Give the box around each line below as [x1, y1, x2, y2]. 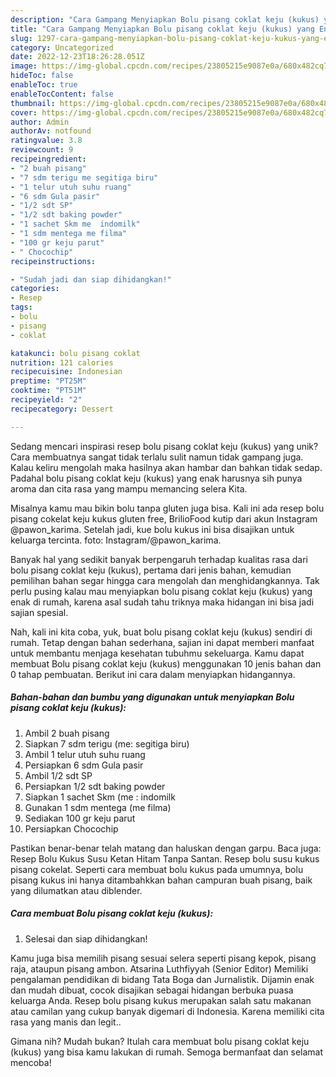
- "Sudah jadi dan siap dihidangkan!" [10, 274, 172, 285]
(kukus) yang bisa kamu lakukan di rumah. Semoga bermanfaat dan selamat [10, 1046, 324, 1058]
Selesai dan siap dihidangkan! [24, 932, 148, 945]
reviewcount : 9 [10, 145, 74, 155]
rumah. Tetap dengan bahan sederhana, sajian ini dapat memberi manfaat [10, 636, 315, 648]
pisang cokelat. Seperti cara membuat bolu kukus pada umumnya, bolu [10, 863, 304, 875]
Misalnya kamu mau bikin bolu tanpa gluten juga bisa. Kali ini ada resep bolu [10, 502, 325, 514]
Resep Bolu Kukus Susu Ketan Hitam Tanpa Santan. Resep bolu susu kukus [10, 852, 320, 865]
